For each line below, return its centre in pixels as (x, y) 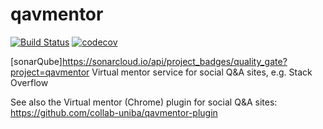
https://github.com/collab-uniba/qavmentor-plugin (114, 112)
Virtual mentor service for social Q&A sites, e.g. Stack (202, 72)
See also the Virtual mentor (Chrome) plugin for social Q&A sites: (144, 102)
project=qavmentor (50, 72)
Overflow (29, 82)
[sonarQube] (36, 61)
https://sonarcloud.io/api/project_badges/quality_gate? (174, 61)
